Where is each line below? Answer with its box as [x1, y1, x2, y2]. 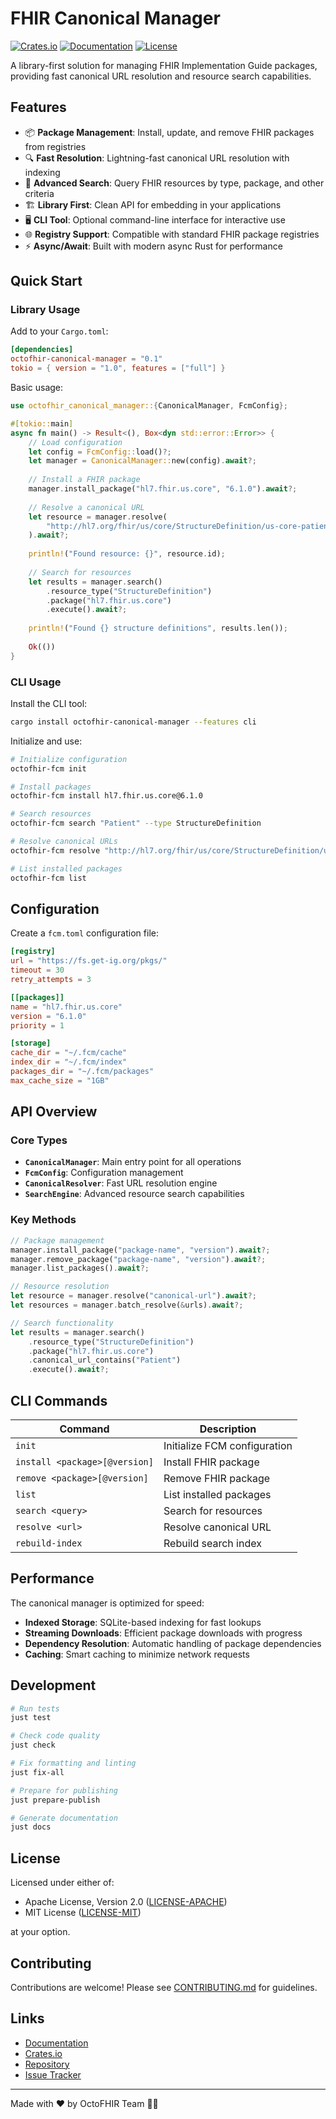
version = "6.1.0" [10, 1011, 87, 1021]
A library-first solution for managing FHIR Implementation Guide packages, [10, 59, 318, 71]
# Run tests [10, 1703, 60, 1714]
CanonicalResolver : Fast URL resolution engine [24, 1177, 218, 1189]
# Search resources [10, 809, 92, 819]
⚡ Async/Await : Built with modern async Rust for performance [24, 240, 283, 252]
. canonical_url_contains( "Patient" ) [28, 1355, 182, 1366]
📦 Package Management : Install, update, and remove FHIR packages [24, 126, 315, 138]
